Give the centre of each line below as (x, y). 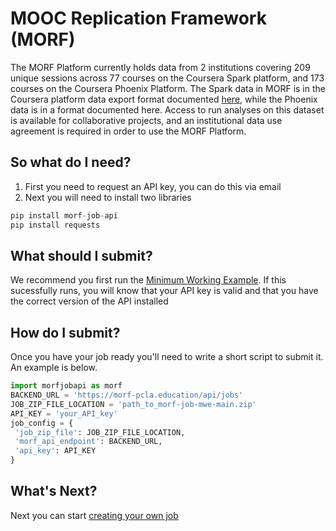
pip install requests (55, 225)
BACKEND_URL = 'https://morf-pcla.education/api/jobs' (127, 395)
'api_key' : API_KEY (55, 451)
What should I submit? (81, 255)
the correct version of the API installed (89, 301)
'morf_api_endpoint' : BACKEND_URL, (88, 442)
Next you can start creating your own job (94, 515)
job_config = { (42, 423)
